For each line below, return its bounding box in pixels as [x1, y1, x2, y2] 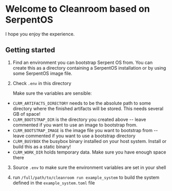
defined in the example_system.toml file [12, 180, 95, 186]
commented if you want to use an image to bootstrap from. [12, 121, 138, 128]
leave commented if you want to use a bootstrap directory [12, 133, 136, 139]
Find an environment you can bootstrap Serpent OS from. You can [12, 59, 153, 66]
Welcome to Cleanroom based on [5, 3, 150, 15]
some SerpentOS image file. [12, 70, 73, 76]
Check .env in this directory [12, 80, 72, 86]
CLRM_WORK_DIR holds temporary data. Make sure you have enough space [12, 149, 166, 155]
